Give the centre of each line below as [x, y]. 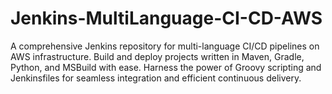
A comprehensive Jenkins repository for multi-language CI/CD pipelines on [165, 46]
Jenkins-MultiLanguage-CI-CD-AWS [166, 18]
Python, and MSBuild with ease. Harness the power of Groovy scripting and [166, 67]
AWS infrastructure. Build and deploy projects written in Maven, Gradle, [157, 56]
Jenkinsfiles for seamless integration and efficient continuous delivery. [156, 78]
